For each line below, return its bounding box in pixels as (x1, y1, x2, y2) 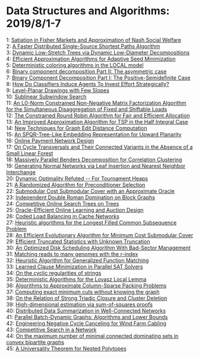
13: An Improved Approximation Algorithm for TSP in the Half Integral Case (6, 118, 188, 125)
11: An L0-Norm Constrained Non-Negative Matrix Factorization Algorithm (6, 99, 187, 106)
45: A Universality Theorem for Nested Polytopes (6, 345, 127, 352)
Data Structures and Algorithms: (6, 4, 170, 18)
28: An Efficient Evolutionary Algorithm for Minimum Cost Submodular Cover (6, 231, 194, 238)
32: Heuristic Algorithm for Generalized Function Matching (6, 257, 149, 264)
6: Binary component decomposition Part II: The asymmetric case (6, 68, 167, 75)
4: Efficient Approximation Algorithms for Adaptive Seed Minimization (6, 55, 176, 62)
